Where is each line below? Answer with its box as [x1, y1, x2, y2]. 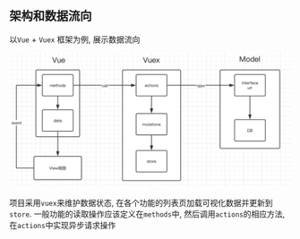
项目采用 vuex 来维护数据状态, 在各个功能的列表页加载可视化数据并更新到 [9, 198, 273, 209]
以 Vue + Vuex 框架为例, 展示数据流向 [9, 34, 141, 45]
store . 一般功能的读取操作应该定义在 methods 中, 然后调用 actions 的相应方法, [9, 209, 286, 219]
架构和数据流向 [9, 8, 92, 24]
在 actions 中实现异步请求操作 [9, 220, 116, 231]
